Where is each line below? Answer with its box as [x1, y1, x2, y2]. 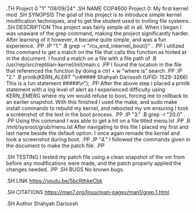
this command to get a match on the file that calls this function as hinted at [6, 49, 187, 55]
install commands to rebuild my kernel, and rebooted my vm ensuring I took [6, 105, 189, 111]
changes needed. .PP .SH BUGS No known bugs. [6, 166, 125, 173]
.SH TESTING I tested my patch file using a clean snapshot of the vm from [6, 154, 185, 160]
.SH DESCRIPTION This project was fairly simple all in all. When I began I [6, 23, 182, 31]
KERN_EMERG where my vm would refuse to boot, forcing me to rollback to [6, 92, 188, 99]
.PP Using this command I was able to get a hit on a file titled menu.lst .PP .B [6, 117, 191, 124]
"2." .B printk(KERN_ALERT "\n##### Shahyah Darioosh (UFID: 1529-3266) [6, 73, 188, 80]
